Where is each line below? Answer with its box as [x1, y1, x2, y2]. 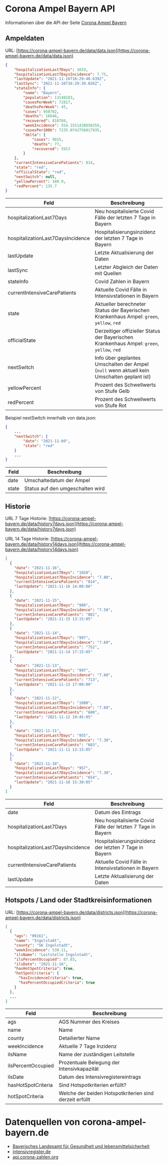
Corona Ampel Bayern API [5, 3, 115, 15]
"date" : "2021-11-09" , [23, 438, 70, 443]
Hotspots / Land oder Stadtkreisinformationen [5, 896, 152, 904]
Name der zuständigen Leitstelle [58, 1051, 135, 1058]
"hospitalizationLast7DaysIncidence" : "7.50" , [14, 607, 113, 612]
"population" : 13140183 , [23, 95, 75, 100]
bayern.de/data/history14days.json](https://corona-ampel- [5, 541, 126, 547]
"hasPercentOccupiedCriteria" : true [18, 980, 95, 985]
